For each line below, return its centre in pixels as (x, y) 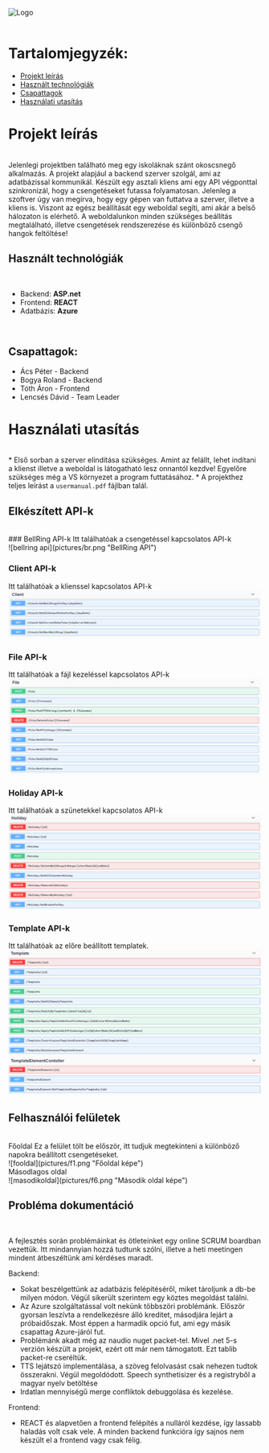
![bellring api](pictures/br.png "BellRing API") (82, 548)
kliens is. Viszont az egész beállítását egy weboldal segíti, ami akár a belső (132, 207)
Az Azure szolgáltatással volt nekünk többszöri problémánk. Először (132, 1306)
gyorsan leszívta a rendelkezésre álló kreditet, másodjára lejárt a (126, 1314)
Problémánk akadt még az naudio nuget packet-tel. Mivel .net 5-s (128, 1340)
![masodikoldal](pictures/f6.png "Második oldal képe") (98, 1180)
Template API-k (39, 928)
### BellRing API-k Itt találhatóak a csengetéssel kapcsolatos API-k (120, 539)
